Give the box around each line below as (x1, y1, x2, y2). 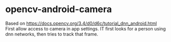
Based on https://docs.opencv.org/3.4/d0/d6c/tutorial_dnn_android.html (5, 20, 157, 26)
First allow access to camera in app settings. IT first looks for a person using (5, 25, 166, 31)
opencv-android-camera (5, 4, 112, 15)
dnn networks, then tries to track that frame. (5, 31, 99, 37)
